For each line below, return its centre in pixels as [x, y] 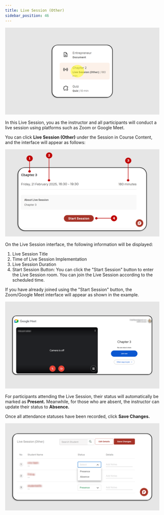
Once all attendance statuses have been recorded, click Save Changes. [78, 416]
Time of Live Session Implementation [49, 259]
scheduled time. [28, 280]
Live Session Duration [34, 264]
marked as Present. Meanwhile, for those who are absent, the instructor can [82, 401]
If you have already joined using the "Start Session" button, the [69, 289]
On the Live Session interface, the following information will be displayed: [79, 244]
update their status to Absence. [37, 407]
